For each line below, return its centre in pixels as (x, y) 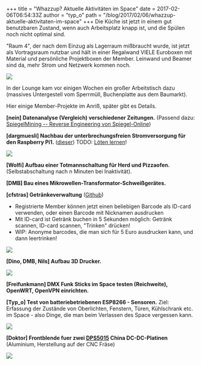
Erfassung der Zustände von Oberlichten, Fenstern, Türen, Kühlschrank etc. (100, 308)
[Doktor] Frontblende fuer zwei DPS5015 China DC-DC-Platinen (87, 338)
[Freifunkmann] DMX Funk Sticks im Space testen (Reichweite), (87, 284)
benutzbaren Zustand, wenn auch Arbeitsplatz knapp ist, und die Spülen (95, 28)
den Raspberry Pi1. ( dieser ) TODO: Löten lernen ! (67, 142)
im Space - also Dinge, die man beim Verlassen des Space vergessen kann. (100, 315)
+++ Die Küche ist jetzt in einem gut (127, 21)
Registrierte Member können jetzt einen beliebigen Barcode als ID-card (103, 206)
